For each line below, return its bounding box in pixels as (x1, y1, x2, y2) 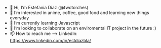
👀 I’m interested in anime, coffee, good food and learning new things (9, 10, 149, 16)
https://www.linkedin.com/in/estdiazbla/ (9, 38, 91, 43)
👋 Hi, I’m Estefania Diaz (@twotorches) (9, 5, 89, 10)
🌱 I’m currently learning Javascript (9, 20, 80, 26)
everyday (9, 15, 29, 20)
